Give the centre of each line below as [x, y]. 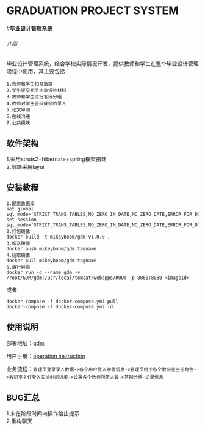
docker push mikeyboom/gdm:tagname [52, 248]
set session [21, 220]
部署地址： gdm [25, 343]
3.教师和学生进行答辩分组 [34, 97]
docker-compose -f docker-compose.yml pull [63, 301]
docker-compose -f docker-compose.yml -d [60, 306]
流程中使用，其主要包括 [36, 72]
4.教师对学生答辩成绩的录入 [37, 104]
